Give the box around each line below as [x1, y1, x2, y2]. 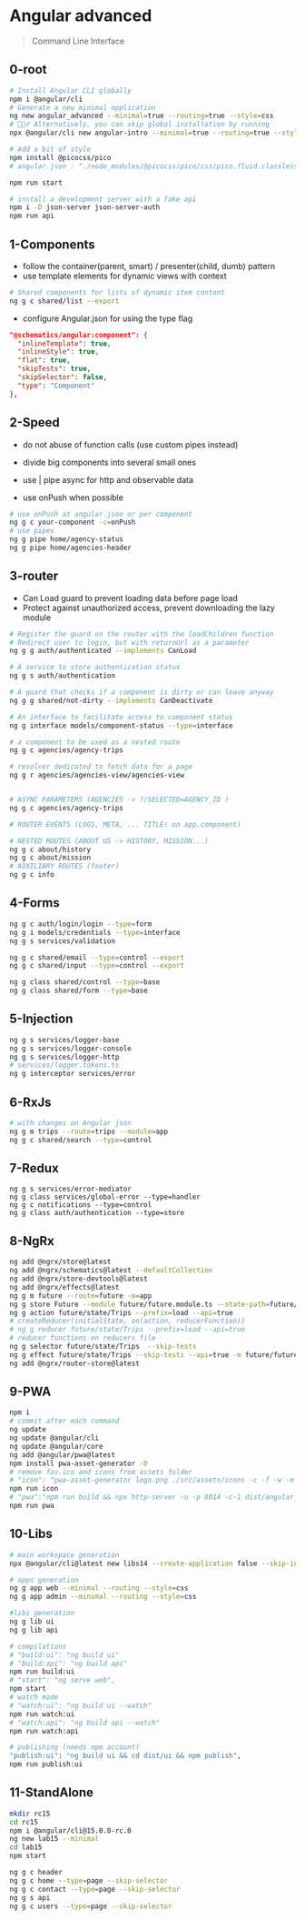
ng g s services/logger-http [9, 1052, 120, 1061]
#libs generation [9, 1609, 75, 1618]
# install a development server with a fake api [9, 195, 197, 204]
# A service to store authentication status [9, 663, 181, 672]
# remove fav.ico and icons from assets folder [9, 1467, 193, 1476]
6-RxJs [9, 1094, 52, 1110]
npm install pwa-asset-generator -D [9, 1459, 148, 1468]
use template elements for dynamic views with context [22, 270, 227, 281]
